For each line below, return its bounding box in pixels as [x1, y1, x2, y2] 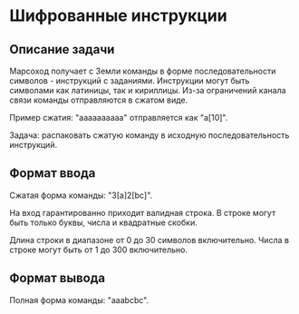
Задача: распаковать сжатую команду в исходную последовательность [9, 130, 290, 141]
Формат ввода [9, 165, 96, 182]
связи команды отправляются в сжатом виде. [9, 94, 188, 105]
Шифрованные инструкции [9, 5, 228, 26]
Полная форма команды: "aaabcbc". [9, 294, 149, 305]
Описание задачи [9, 42, 115, 57]
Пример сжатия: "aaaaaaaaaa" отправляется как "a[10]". [9, 113, 228, 123]
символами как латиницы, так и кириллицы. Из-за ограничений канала [9, 85, 287, 95]
